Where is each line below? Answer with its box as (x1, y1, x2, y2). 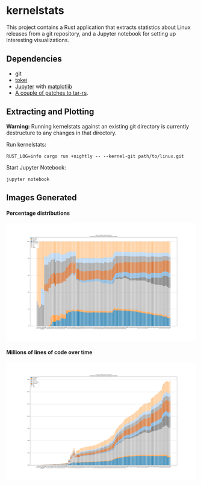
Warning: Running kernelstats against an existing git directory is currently (6, 122, 190, 130)
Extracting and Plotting (6, 107, 94, 117)
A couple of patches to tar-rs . (14, 89, 88, 97)
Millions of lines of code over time (6, 349, 93, 356)
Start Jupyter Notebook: (6, 163, 66, 171)
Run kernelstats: (6, 141, 47, 148)
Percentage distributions (6, 209, 70, 217)
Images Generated (6, 192, 77, 203)
